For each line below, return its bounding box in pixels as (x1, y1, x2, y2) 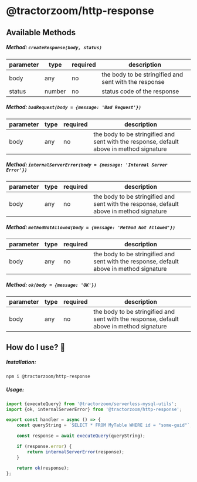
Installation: (6, 359, 36, 366)
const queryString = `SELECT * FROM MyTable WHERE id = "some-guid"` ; (16, 422, 193, 429)
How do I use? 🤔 (6, 342, 66, 352)
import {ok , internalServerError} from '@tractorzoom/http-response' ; (6, 406, 182, 412)
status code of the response (101, 87, 179, 95)
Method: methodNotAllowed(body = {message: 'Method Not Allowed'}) (6, 224, 176, 231)
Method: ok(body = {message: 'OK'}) (6, 281, 97, 288)
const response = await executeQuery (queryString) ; (16, 433, 145, 439)
